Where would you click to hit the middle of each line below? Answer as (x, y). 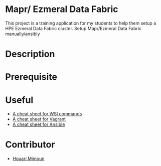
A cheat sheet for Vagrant (39, 119)
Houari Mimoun (28, 158)
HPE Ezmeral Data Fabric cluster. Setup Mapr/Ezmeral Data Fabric (73, 28)
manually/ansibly (23, 34)
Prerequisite (31, 77)
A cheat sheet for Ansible (39, 124)
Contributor (30, 145)
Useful (19, 100)
